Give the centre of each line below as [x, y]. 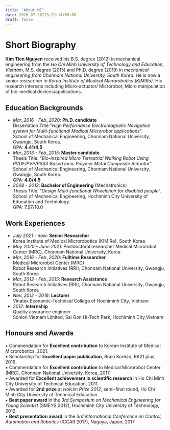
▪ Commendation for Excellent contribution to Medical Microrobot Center [83, 367]
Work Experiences [35, 223]
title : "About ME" [25, 10]
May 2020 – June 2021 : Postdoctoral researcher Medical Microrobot [84, 246]
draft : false [19, 19]
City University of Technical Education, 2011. [52, 383]
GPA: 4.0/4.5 [27, 180]
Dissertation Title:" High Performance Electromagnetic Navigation [81, 125]
